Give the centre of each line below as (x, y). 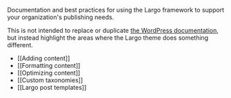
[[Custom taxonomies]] (50, 80)
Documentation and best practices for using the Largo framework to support (116, 10)
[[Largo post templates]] (52, 87)
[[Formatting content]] (49, 65)
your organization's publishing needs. (61, 17)
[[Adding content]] (43, 58)
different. (20, 45)
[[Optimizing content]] (49, 73)
